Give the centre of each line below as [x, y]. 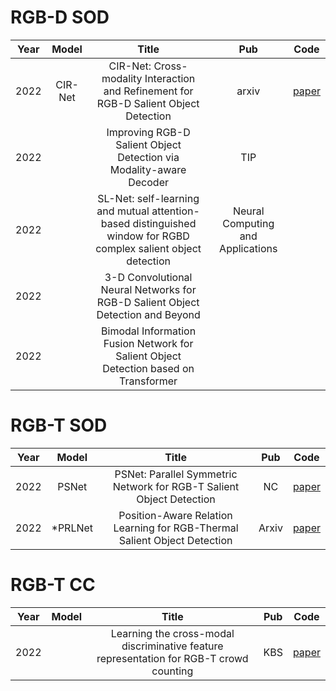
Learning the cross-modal [172, 633]
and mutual [123, 211]
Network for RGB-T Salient [176, 486]
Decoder [148, 182]
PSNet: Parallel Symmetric [176, 474]
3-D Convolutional [148, 277]
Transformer [148, 381]
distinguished [164, 223]
